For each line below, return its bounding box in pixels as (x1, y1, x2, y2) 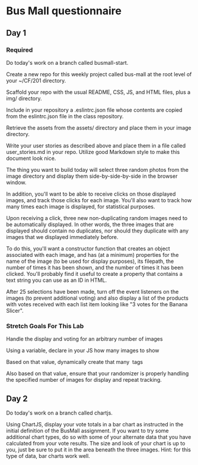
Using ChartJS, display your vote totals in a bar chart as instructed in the (6, 420, 184, 428)
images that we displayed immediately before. (6, 233, 119, 240)
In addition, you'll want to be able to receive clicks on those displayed (6, 190, 176, 197)
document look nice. (6, 155, 56, 162)
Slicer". (6, 307, 24, 314)
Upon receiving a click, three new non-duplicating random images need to (6, 214, 188, 221)
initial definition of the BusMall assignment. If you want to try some (6, 427, 169, 434)
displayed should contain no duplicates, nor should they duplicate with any (6, 227, 189, 234)
